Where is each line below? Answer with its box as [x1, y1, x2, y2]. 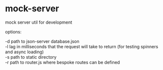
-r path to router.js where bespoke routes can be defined [5, 59, 120, 65]
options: [5, 29, 22, 35]
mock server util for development [5, 19, 73, 25]
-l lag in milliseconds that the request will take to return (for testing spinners [5, 43, 159, 49]
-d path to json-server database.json [5, 38, 80, 44]
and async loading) [5, 49, 44, 55]
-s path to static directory [5, 54, 57, 60]
